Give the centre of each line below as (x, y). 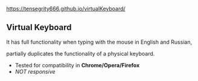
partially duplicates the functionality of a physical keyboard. (81, 53)
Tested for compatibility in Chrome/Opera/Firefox (77, 65)
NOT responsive (35, 71)
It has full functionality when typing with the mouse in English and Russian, (99, 42)
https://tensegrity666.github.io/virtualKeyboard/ (66, 9)
